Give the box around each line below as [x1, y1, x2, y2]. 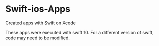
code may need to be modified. [5, 35, 70, 41]
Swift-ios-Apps [5, 3, 71, 15]
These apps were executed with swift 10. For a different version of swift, [5, 29, 154, 35]
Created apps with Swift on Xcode [5, 20, 76, 26]
